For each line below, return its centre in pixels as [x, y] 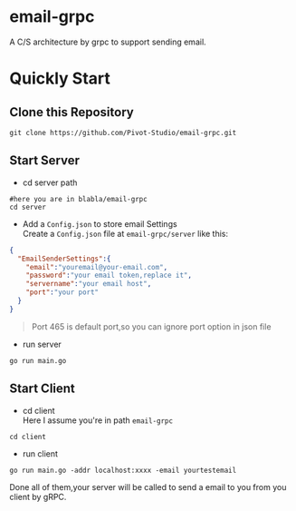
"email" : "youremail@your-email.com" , [97, 267]
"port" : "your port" [62, 292]
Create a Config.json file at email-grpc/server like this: [125, 233]
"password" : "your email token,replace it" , [109, 275]
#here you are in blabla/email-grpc [78, 199]
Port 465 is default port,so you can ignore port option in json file [151, 326]
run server [42, 344]
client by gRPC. [38, 496]
